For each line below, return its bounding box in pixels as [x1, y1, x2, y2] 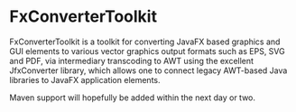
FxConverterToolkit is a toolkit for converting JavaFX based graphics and [9, 36, 281, 47]
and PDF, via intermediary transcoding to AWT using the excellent [9, 55, 254, 66]
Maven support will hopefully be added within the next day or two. [9, 92, 255, 103]
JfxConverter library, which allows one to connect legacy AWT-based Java [9, 65, 288, 76]
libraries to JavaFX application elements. [9, 74, 161, 85]
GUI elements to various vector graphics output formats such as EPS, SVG [9, 45, 286, 56]
